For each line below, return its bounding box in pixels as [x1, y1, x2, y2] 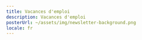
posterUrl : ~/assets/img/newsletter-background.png [6, 19, 136, 25]
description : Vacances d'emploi [6, 14, 86, 20]
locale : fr [6, 25, 33, 31]
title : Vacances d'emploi [6, 8, 70, 15]
